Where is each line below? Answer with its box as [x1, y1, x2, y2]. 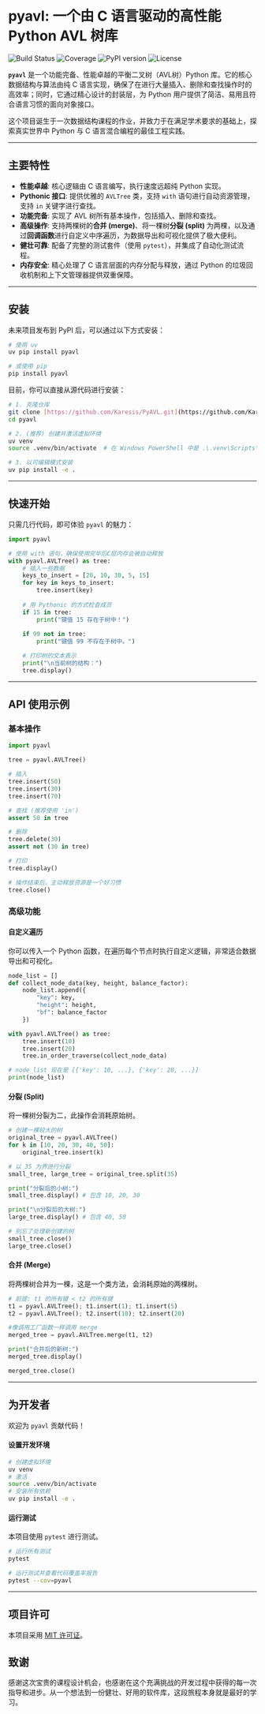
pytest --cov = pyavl [8, 1576, 73, 1585]
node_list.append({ [22, 986, 87, 994]
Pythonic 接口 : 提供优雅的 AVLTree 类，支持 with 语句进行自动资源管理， [19, 191, 255, 200]
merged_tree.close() [8, 1367, 77, 1375]
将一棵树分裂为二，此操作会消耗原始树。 [8, 1110, 140, 1121]
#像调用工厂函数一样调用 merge [8, 1323, 98, 1332]
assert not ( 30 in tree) [8, 843, 90, 851]
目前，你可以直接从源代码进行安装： [8, 385, 126, 395]
